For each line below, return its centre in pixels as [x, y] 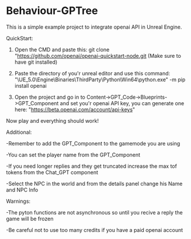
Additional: [19, 132]
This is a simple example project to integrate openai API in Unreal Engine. [94, 27]
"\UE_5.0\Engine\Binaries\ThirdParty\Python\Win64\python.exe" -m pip [100, 79]
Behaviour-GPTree [52, 11]
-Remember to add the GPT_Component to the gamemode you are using [93, 143]
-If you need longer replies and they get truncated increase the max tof [91, 166]
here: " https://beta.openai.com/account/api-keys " [75, 109]
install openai [30, 85]
